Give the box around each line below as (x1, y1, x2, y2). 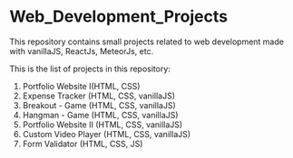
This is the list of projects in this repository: (9, 63, 171, 74)
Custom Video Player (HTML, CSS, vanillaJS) (22, 128, 191, 139)
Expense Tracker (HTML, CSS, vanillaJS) (22, 90, 175, 101)
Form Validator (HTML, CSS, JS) (22, 138, 143, 149)
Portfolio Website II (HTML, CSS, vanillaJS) (22, 119, 183, 130)
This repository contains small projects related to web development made (9, 36, 284, 47)
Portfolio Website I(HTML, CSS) (22, 80, 141, 91)
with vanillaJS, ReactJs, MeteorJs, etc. (9, 45, 154, 56)
